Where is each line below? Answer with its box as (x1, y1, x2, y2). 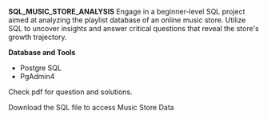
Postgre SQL (19, 63, 62, 73)
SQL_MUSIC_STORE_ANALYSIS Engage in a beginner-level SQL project (8, 7, 245, 16)
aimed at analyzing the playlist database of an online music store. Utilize (8, 15, 246, 25)
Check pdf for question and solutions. (8, 87, 133, 97)
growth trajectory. (8, 32, 67, 42)
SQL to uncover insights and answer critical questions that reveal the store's (8, 24, 260, 33)
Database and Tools (8, 48, 76, 57)
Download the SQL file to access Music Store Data (8, 103, 174, 112)
